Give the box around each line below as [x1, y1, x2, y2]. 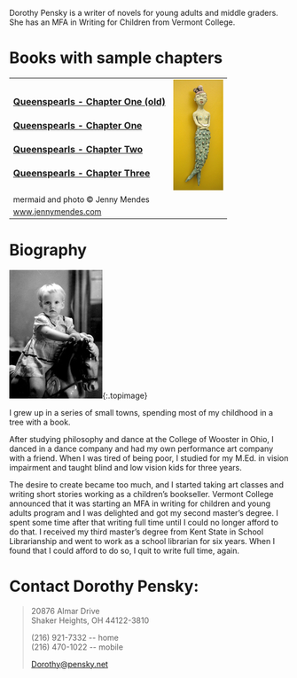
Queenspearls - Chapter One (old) [12, 96, 166, 108]
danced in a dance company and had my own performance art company [9, 443, 274, 454]
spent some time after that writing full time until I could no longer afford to [9, 517, 279, 527]
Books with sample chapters [9, 48, 223, 68]
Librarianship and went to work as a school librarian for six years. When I [9, 535, 276, 546]
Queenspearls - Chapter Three [12, 167, 151, 179]
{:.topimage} [102, 390, 148, 401]
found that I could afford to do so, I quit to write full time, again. [9, 545, 239, 556]
